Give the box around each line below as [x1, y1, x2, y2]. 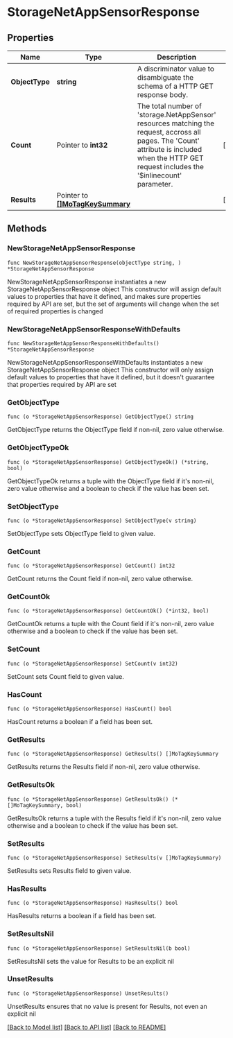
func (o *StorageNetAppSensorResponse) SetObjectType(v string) [7, 517, 197, 524]
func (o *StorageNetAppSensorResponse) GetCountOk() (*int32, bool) [7, 607, 209, 614]
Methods [7, 223, 47, 234]
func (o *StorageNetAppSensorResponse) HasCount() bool [7, 705, 172, 713]
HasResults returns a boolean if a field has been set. [7, 912, 157, 920]
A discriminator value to [137, 64, 215, 73]
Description [157, 53, 196, 62]
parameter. [137, 180, 173, 189]
